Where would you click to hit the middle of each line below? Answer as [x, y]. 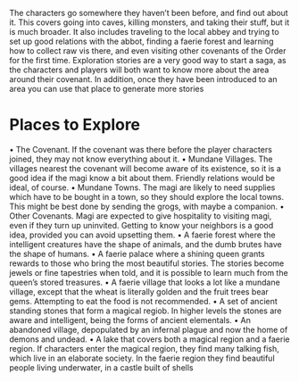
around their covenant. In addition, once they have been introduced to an [143, 79]
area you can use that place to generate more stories [107, 89]
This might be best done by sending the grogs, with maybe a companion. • [147, 206]
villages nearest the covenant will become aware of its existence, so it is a [145, 168]
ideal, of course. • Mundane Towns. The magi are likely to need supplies [142, 187]
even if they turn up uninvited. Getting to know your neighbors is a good [141, 225]
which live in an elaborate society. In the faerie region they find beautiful [142, 358]
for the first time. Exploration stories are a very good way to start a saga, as [148, 60]
